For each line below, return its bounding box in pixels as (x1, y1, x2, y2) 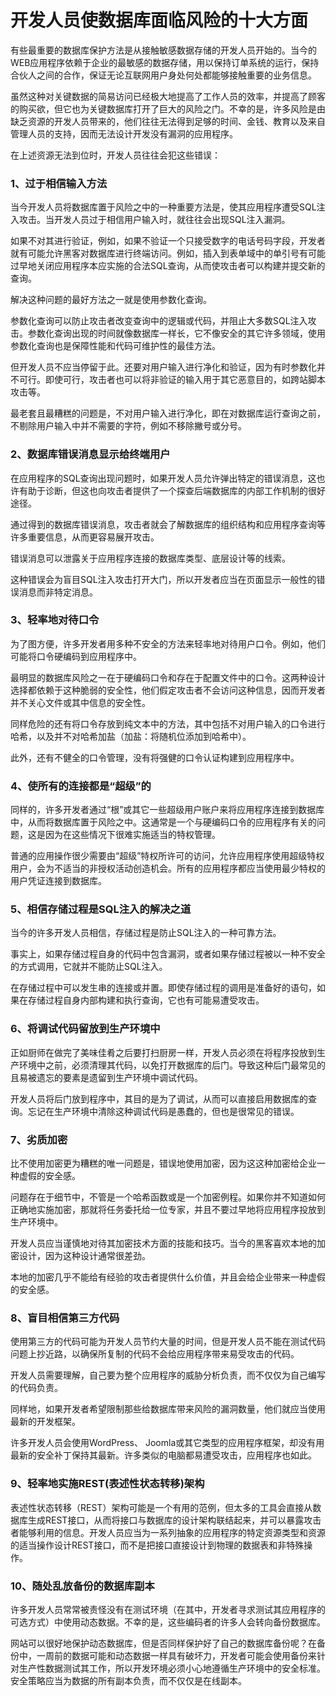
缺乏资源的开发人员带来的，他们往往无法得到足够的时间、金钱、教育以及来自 (10, 115, 326, 127)
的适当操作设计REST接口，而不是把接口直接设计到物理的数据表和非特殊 (10, 1539, 305, 1551)
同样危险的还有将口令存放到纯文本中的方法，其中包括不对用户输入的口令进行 (10, 717, 326, 730)
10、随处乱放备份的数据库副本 (10, 1579, 155, 1593)
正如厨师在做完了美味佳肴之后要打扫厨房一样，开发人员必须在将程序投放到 (10, 1046, 317, 1058)
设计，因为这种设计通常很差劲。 (18, 1250, 151, 1262)
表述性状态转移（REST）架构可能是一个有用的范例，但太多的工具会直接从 (10, 1501, 313, 1513)
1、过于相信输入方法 (10, 176, 108, 190)
